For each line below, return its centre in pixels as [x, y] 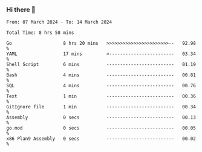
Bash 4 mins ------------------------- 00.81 [101, 75]
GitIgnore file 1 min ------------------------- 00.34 [101, 107]
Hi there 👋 [21, 10]
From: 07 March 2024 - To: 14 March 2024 [59, 22]
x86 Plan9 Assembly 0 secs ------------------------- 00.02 [101, 139]
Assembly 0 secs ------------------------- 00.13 [101, 117]
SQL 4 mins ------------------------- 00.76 [101, 86]
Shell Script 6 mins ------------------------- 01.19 [101, 65]
